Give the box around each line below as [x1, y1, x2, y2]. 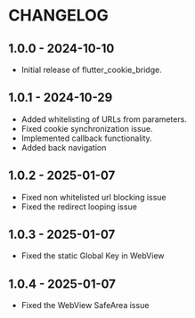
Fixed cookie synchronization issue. [20, 123, 153, 134]
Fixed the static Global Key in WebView [20, 250, 166, 261]
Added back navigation [20, 142, 107, 152]
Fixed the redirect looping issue [20, 201, 137, 212]
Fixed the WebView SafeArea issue [20, 300, 150, 311]
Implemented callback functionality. [20, 133, 152, 143]
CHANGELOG [8, 5, 109, 26]
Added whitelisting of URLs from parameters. [20, 113, 188, 125]
